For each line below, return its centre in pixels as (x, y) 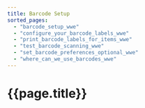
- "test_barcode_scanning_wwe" (59, 46)
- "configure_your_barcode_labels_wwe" (71, 33)
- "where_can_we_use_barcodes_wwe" (65, 59)
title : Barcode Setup (39, 14)
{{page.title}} (47, 93)
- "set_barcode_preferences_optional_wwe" (76, 53)
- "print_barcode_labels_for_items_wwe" (73, 40)
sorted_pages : (28, 20)
